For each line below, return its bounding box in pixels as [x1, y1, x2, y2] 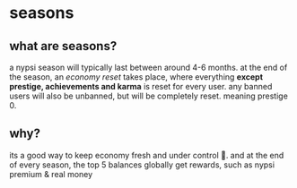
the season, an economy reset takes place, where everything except [9, 72, 263, 82]
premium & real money [9, 168, 93, 179]
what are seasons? [9, 38, 118, 54]
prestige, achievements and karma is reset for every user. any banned [9, 81, 273, 91]
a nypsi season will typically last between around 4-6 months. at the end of [9, 62, 288, 73]
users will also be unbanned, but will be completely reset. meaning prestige [9, 90, 289, 101]
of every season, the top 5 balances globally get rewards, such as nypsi [9, 159, 275, 170]
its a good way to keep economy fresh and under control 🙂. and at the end [9, 150, 284, 160]
